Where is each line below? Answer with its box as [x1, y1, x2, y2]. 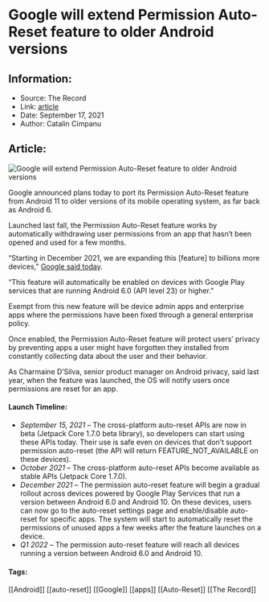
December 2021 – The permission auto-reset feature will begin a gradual [19, 480, 260, 490]
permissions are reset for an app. [8, 384, 118, 394]
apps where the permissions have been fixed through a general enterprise [8, 310, 254, 320]
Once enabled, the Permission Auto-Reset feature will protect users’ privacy [8, 334, 260, 344]
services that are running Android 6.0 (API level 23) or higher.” [8, 286, 214, 295]
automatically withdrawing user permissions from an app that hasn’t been [8, 229, 251, 238]
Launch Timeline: [8, 402, 68, 412]
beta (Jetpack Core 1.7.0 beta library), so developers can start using [19, 429, 245, 439]
